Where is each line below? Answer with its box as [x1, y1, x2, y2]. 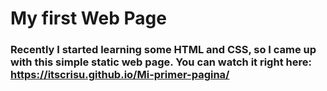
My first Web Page [10, 7, 167, 30]
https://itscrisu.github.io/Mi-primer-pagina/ [10, 68, 230, 82]
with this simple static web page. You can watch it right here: [10, 55, 312, 69]
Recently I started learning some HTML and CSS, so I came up [10, 43, 317, 57]
